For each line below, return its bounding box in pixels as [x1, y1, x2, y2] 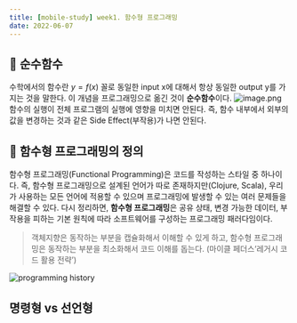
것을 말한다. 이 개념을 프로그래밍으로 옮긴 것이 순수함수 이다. [25, 93, 233, 103]
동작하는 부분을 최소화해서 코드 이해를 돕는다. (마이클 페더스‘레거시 [47, 244, 278, 254]
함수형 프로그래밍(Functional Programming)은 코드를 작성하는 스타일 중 [9, 169, 260, 180]
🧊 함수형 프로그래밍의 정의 [9, 143, 144, 158]
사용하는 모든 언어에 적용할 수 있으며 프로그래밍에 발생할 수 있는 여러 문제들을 [18, 191, 287, 202]
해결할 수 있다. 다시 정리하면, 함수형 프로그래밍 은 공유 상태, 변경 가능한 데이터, [9, 202, 278, 214]
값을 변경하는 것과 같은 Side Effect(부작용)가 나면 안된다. [9, 115, 207, 125]
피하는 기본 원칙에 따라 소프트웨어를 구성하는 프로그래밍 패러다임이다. [32, 214, 273, 224]
